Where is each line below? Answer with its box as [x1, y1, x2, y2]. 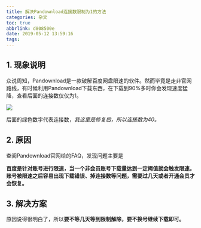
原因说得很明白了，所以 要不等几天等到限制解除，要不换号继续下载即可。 [6, 215, 184, 223]
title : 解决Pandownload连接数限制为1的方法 [6, 8, 106, 15]
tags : [6, 36, 20, 42]
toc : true [6, 20, 31, 26]
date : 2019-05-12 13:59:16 [6, 31, 74, 37]
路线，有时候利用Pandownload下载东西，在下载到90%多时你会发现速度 [6, 84, 183, 91]
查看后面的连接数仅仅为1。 [16, 92, 82, 99]
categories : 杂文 [6, 14, 48, 20]
